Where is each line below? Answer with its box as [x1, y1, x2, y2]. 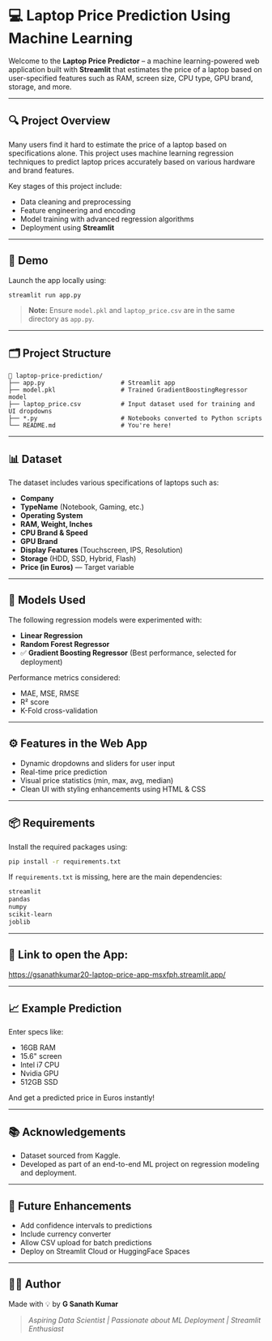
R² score [19, 696, 49, 706]
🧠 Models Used [8, 593, 87, 607]
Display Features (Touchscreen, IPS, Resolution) [19, 545, 184, 555]
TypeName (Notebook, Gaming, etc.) [19, 502, 144, 512]
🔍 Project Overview [8, 114, 111, 128]
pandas [8, 895, 31, 904]
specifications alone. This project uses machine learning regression [8, 148, 234, 158]
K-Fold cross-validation [19, 705, 99, 715]
